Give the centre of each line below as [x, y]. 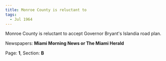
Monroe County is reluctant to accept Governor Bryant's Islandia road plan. [83, 34]
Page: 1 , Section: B [25, 53]
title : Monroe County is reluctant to [46, 10]
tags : [11, 15]
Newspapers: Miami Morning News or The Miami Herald [65, 43]
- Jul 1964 [21, 19]
